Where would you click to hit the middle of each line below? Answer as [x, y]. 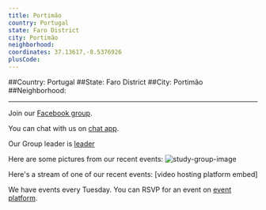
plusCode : [25, 60]
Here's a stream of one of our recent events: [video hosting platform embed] [133, 174]
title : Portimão [35, 15]
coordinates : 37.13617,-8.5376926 [65, 52]
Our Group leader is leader [51, 144]
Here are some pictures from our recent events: [86, 159]
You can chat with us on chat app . [64, 128]
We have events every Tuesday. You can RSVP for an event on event [120, 189]
